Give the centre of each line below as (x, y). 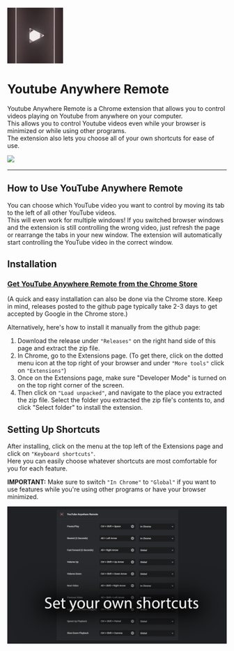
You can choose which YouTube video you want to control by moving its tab (116, 205)
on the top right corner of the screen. (70, 385)
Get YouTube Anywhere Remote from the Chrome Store (102, 284)
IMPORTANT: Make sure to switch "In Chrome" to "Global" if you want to (112, 482)
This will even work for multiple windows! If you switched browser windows (116, 220)
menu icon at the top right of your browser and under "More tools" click (120, 363)
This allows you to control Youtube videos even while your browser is (107, 123)
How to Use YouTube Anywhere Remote (95, 189)
